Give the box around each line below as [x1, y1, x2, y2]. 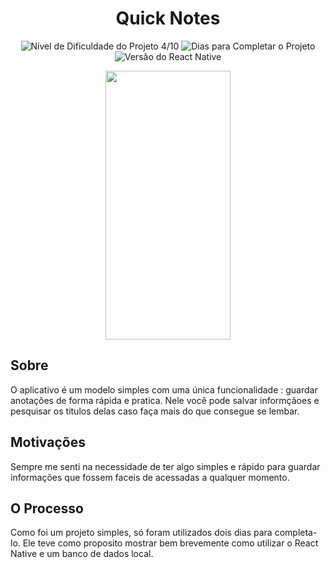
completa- [274, 527, 318, 539]
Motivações [10, 434, 86, 451]
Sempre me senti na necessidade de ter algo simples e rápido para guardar [10, 460, 321, 472]
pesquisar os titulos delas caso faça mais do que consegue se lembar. [10, 405, 300, 417]
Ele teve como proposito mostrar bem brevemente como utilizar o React [22, 537, 319, 549]
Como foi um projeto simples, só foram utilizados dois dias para [10, 527, 273, 539]
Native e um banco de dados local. [10, 548, 154, 560]
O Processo [10, 500, 84, 517]
